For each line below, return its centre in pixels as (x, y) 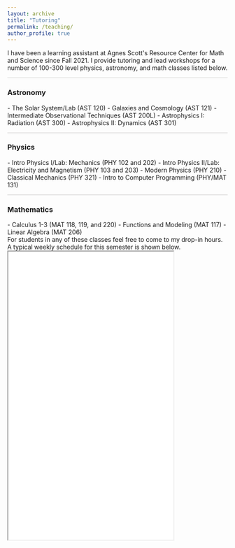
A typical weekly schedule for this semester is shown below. (94, 247)
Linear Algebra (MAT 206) (45, 232)
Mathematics (30, 209)
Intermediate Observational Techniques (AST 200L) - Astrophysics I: (106, 115)
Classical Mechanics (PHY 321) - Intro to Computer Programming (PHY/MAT (117, 177)
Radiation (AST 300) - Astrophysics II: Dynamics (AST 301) (92, 122)
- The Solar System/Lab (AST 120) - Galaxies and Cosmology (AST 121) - (112, 108)
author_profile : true (39, 33)
